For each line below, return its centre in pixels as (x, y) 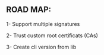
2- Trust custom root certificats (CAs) (52, 35)
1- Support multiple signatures (43, 24)
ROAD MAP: (29, 10)
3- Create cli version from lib (41, 47)
